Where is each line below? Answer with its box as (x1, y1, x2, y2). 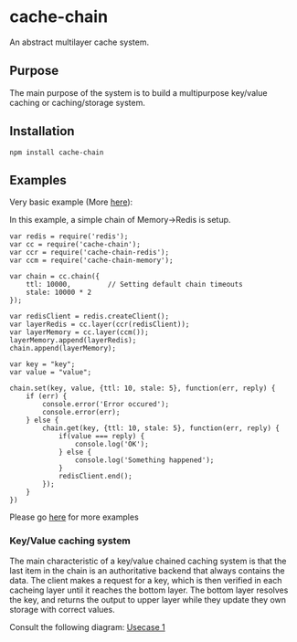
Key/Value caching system (9, 534, 131, 547)
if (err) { (26, 392, 68, 401)
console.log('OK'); (74, 440, 149, 449)
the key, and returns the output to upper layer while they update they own (9, 594, 286, 605)
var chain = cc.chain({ (9, 272, 101, 281)
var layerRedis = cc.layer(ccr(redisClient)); (9, 320, 190, 330)
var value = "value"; (9, 368, 92, 377)
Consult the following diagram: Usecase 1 (9, 621, 166, 632)
